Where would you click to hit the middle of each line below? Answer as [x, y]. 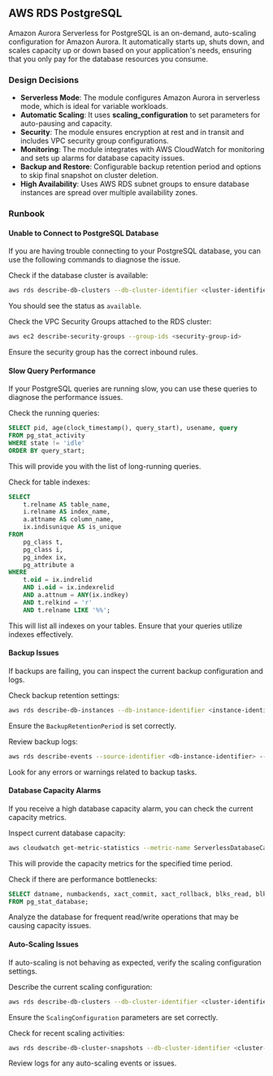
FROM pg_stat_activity [47, 436]
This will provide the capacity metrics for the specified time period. [121, 863]
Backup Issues [34, 653]
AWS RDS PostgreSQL [65, 13]
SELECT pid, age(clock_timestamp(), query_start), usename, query [123, 428]
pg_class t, [43, 542]
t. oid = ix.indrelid [58, 580]
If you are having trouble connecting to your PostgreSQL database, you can [135, 251]
